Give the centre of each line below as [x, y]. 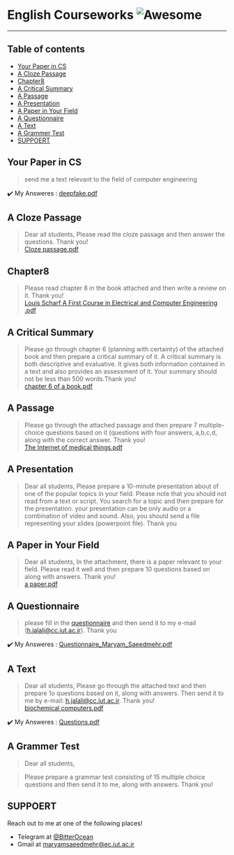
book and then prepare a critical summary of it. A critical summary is [123, 357]
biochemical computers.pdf [64, 708]
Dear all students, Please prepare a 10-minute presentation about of [122, 486]
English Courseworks [71, 15]
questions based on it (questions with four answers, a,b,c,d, [131, 432]
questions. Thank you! [56, 242]
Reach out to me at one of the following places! [75, 823]
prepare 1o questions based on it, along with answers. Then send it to [124, 693]
